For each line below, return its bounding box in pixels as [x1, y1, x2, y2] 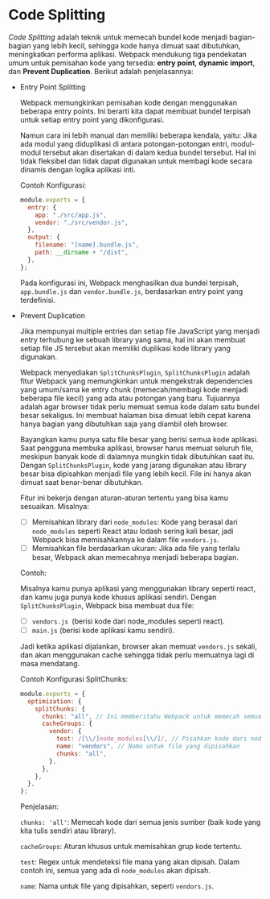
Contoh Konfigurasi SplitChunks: [19, 674, 129, 684]
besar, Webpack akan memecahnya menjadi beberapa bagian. [31, 552, 239, 561]
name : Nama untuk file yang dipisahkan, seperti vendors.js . [19, 881, 215, 891]
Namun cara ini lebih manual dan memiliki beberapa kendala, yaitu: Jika [19, 130, 257, 140]
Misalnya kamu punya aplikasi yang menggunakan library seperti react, [19, 583, 256, 593]
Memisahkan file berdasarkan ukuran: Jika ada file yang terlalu [31, 543, 240, 553]
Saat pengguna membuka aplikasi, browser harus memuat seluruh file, [19, 443, 254, 453]
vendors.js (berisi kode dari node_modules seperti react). [31, 616, 225, 626]
